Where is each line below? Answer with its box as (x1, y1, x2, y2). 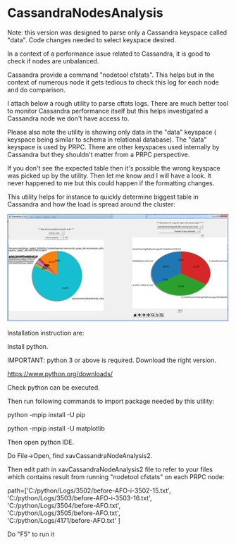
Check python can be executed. (7, 383, 100, 392)
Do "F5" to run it (7, 530, 55, 538)
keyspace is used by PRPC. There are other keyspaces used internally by (7, 142, 220, 151)
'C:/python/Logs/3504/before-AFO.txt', (7, 502, 121, 510)
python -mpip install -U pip (7, 411, 86, 419)
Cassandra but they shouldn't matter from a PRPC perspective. (7, 150, 190, 159)
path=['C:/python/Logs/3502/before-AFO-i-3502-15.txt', (7, 486, 171, 495)
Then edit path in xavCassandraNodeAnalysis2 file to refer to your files (7, 465, 213, 474)
